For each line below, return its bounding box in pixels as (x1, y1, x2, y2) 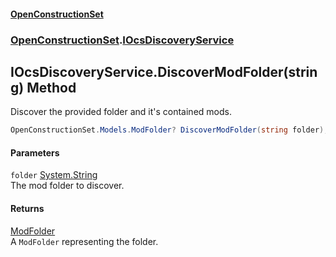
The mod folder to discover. (10, 180, 125, 192)
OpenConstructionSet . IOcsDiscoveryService (10, 33, 235, 47)
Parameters (10, 146, 60, 159)
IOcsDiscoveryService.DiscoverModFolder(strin (10, 63, 318, 80)
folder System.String (10, 169, 98, 181)
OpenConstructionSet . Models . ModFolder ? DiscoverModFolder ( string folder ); (10, 125, 329, 135)
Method (26, 79, 77, 96)
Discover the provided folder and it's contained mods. (10, 106, 232, 118)
